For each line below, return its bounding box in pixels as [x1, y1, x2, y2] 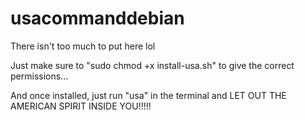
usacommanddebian [10, 7, 185, 30]
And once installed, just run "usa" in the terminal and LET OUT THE [10, 89, 287, 101]
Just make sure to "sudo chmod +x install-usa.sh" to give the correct [10, 59, 295, 71]
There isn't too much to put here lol [10, 40, 156, 52]
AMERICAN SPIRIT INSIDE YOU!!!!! [10, 100, 152, 112]
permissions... [10, 70, 69, 82]
